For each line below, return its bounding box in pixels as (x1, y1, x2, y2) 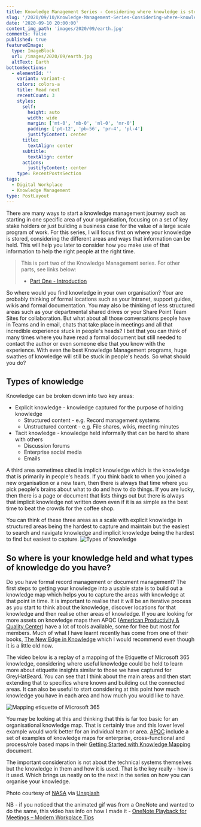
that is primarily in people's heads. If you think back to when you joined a (6, 473, 187, 480)
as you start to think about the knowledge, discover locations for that (6, 604, 176, 611)
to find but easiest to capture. (6, 535, 79, 543)
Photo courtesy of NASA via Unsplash (6, 790, 100, 797)
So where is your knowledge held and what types (6, 553, 193, 563)
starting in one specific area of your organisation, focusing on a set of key (6, 215, 188, 223)
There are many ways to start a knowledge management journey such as (6, 209, 186, 217)
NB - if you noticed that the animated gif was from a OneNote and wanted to (6, 801, 194, 808)
